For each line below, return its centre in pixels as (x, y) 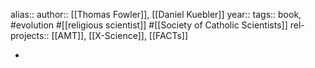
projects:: (30, 35)
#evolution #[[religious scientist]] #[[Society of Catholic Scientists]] (149, 25)
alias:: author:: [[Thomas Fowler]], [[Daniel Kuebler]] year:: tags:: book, (156, 14)
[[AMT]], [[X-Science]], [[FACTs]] (120, 35)
